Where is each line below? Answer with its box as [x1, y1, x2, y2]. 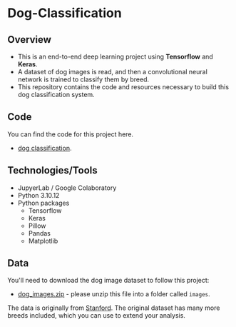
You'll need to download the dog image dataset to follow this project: [7, 276, 210, 285]
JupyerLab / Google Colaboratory [17, 183, 117, 192]
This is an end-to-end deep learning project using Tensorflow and [17, 52, 214, 61]
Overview [7, 34, 52, 46]
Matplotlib [28, 236, 58, 245]
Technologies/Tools [7, 164, 98, 176]
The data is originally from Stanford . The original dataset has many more [7, 303, 220, 312]
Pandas [28, 228, 51, 237]
